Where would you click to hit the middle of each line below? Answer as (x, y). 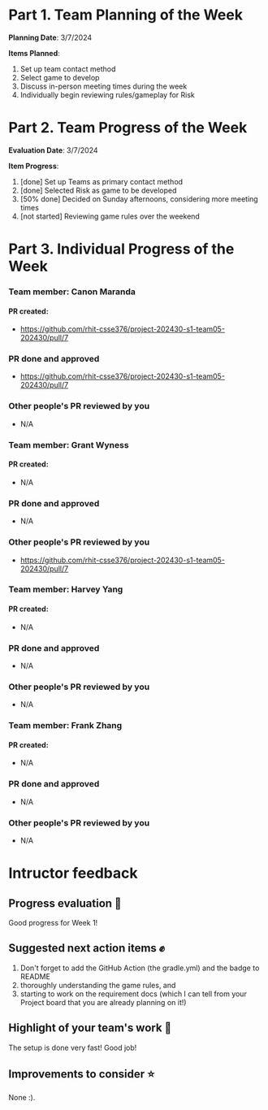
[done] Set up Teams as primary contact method (102, 181)
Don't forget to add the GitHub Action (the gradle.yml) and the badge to (140, 968)
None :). (22, 1098)
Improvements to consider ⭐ (82, 1074)
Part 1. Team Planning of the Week (126, 15)
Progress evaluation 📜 (65, 903)
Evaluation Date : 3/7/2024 (54, 150)
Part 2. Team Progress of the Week (128, 128)
